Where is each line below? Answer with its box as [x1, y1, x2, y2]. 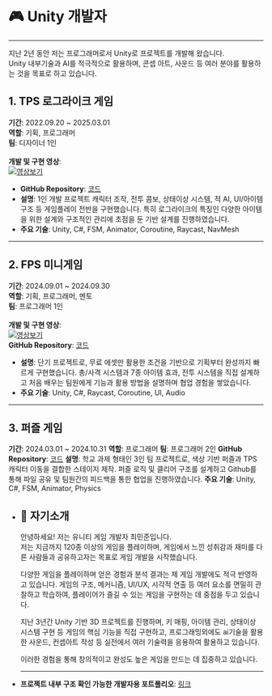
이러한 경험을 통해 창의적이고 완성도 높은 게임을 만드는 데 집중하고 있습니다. [19, 655, 258, 664]
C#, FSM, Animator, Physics [8, 483, 101, 494]
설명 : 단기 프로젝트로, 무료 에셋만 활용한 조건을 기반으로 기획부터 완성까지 [19, 357, 252, 367]
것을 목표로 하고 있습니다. [16, 68, 97, 78]
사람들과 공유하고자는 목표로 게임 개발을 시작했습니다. [28, 552, 198, 562]
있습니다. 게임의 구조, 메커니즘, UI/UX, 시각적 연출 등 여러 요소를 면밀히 [28, 579, 253, 589]
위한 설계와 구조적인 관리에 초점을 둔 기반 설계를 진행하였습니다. [28, 214, 230, 223]
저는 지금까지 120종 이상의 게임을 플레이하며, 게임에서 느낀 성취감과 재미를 [19, 542, 255, 552]
